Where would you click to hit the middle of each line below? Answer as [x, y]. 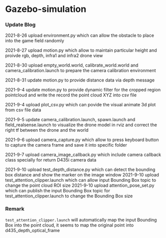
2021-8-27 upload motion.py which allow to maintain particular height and [81, 50]
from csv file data [23, 110]
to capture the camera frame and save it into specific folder [66, 145]
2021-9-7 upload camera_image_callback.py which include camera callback [83, 155]
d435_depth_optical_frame [32, 230]
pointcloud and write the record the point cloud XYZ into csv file [71, 95]
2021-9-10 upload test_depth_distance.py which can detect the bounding [80, 169]
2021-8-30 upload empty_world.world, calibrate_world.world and [72, 65]
